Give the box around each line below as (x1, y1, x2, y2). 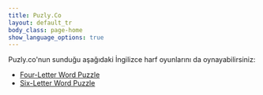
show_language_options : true (8, 33, 104, 42)
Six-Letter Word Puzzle (19, 79, 96, 88)
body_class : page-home (8, 26, 83, 34)
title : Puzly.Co (8, 11, 62, 20)
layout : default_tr (8, 19, 73, 27)
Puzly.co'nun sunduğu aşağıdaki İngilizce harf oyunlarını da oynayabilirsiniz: (8, 55, 256, 64)
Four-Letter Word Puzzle (19, 70, 100, 79)
